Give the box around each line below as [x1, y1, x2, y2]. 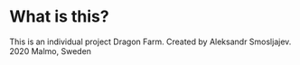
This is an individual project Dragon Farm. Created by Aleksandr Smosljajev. [9, 36, 292, 47]
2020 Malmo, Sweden [9, 45, 92, 56]
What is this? [9, 6, 110, 27]
